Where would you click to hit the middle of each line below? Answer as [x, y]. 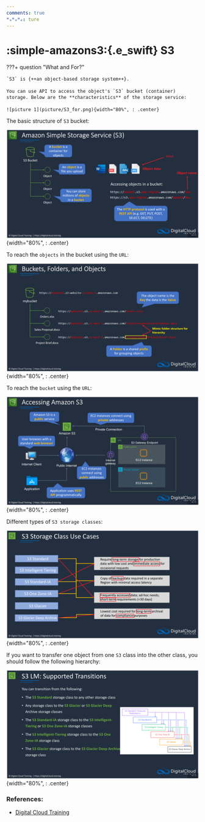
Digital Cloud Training [42, 812]
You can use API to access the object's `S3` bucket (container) [91, 92]
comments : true [26, 13]
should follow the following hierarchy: [53, 662]
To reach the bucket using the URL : [49, 388]
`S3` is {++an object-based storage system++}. [68, 79]
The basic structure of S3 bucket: [48, 121]
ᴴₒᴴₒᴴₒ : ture [23, 19]
